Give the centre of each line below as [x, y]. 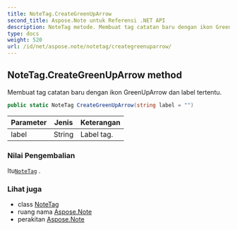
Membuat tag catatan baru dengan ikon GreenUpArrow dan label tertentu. [115, 92]
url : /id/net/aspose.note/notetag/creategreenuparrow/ [90, 47]
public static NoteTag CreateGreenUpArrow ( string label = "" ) [101, 105]
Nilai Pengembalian [41, 155]
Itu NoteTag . [24, 171]
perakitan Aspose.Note [51, 219]
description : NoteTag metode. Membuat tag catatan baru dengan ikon [110, 27]
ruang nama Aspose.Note [55, 212]
